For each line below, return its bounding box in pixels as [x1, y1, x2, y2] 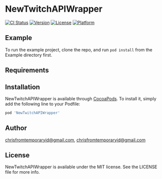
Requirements [5, 66, 49, 74]
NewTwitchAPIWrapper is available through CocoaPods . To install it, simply [5, 95, 157, 101]
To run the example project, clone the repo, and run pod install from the [5, 46, 153, 52]
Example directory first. [5, 52, 52, 58]
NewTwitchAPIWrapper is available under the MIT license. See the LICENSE [5, 164, 158, 170]
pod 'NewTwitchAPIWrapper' [5, 110, 60, 115]
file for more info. [5, 169, 40, 175]
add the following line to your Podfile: [5, 101, 81, 107]
